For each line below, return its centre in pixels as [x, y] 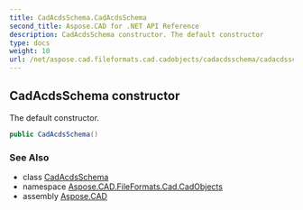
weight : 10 [30, 51]
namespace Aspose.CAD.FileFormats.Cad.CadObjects [123, 187]
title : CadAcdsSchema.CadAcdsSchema [78, 18]
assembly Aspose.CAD [65, 196]
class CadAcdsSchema [65, 177]
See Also [29, 157]
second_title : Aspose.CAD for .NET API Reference [105, 26]
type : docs [30, 43]
